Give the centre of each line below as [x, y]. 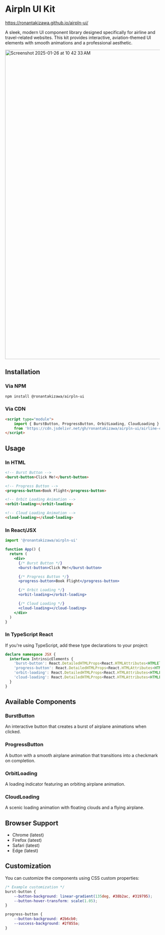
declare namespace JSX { [30, 654]
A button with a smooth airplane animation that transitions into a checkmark [82, 755]
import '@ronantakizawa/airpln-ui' [41, 540]
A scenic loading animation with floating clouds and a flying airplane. [75, 808]
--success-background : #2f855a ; [47, 924]
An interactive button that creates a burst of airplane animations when [76, 726]
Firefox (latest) [27, 840]
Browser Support [32, 823]
